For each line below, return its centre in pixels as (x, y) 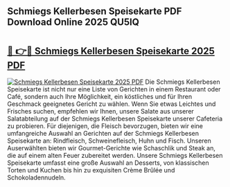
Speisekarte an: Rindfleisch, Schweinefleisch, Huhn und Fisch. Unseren (109, 141)
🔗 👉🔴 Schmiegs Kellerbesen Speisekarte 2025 (111, 51)
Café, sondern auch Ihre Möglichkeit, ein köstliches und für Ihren (100, 97)
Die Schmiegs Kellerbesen (183, 82)
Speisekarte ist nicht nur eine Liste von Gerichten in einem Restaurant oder (114, 89)
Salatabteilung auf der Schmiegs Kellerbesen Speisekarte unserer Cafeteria (115, 118)
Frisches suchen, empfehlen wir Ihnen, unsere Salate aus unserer (100, 111)
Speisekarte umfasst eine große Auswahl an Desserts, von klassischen (108, 163)
